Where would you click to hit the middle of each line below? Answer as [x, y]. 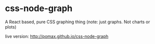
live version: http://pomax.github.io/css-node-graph [57, 36]
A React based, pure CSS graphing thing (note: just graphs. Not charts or [78, 22]
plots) [11, 27]
